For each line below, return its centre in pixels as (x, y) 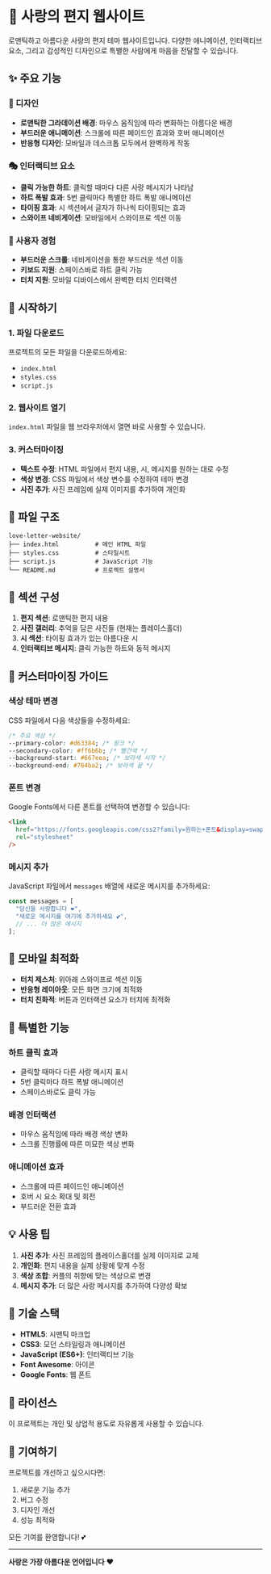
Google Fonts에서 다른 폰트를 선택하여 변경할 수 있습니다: (99, 807)
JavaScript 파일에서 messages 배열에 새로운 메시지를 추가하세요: (109, 886)
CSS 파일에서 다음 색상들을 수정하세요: (69, 720)
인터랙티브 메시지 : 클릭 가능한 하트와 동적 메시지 (95, 648)
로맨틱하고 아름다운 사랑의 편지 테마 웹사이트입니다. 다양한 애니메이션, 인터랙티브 (135, 40)
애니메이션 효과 (36, 1167)
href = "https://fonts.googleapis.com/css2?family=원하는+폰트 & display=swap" (142, 830)
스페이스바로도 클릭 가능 (58, 1092)
